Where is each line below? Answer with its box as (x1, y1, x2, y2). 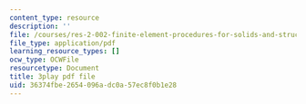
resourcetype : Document (9, 64, 100, 73)
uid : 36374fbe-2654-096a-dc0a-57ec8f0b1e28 (9, 80, 178, 90)
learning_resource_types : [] (9, 47, 120, 56)
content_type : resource (9, 13, 100, 23)
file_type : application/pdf (9, 38, 117, 48)
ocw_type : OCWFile (9, 55, 79, 64)
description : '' (9, 22, 71, 31)
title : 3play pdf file (9, 72, 96, 81)
